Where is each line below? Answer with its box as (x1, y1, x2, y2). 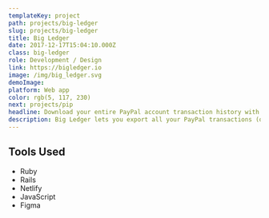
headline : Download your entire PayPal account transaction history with (8, 109, 260, 117)
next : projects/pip (8, 101, 74, 109)
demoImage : (8, 78, 45, 86)
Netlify (19, 183, 42, 192)
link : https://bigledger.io (8, 64, 102, 72)
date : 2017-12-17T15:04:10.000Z (8, 42, 116, 50)
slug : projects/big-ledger (8, 26, 98, 34)
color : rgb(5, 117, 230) (8, 93, 91, 101)
